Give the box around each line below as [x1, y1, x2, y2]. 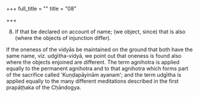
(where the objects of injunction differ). [14, 35, 111, 41]
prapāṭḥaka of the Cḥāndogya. [6, 84, 82, 91]
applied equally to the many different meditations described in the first [6, 77, 179, 85]
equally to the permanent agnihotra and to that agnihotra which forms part [6, 65, 189, 72]
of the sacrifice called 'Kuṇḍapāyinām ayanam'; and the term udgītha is [6, 71, 182, 78]
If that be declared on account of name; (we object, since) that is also [14, 28, 186, 35]
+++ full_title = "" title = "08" [6, 5, 77, 12]
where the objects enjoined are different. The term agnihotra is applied [6, 59, 180, 65]
